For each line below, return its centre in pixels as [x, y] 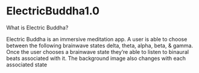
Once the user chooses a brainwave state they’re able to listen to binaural [97, 51]
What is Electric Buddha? [37, 28]
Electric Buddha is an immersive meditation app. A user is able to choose [97, 39]
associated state [27, 65]
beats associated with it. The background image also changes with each [96, 58]
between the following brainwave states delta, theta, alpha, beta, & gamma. [100, 45]
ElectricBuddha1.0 [53, 11]
